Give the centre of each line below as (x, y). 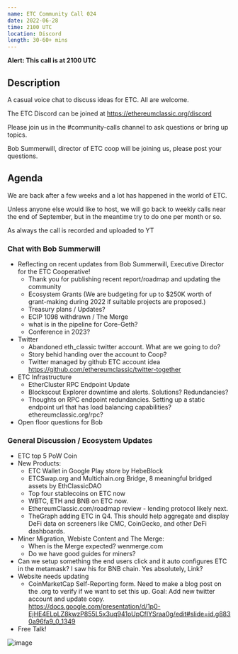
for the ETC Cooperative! (54, 272)
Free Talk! (32, 629)
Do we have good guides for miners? (82, 554)
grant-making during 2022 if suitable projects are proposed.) (117, 302)
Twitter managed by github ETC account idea (94, 362)
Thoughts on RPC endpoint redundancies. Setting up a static (117, 400)
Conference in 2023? (59, 332)
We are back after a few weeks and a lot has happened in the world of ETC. (118, 195)
